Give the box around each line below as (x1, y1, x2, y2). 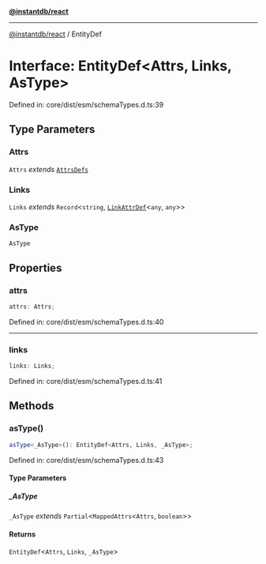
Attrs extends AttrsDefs (9, 164, 89, 174)
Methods (9, 399, 54, 413)
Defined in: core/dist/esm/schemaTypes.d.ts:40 (9, 317, 164, 326)
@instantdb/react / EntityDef (9, 29, 102, 39)
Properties (9, 261, 62, 275)
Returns (9, 529, 36, 539)
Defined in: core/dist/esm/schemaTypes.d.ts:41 (9, 376, 163, 385)
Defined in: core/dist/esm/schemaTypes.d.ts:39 (9, 100, 164, 109)
